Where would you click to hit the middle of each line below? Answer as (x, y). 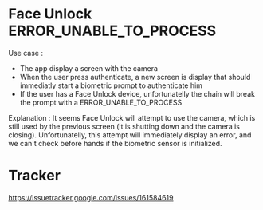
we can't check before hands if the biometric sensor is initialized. (115, 143)
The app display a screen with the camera (88, 68)
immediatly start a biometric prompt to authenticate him (111, 85)
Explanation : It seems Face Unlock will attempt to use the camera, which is (132, 117)
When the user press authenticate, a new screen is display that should (135, 77)
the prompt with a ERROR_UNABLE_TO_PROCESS (101, 102)
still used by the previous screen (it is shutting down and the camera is (124, 126)
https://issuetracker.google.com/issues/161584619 (91, 197)
